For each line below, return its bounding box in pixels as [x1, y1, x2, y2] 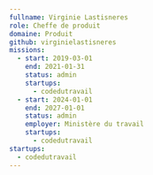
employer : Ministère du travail [25, 120, 144, 129]
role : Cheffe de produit [9, 21, 101, 30]
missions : [9, 46, 46, 55]
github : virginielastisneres [9, 37, 117, 47]
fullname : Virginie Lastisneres [9, 12, 128, 22]
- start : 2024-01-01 [17, 95, 93, 104]
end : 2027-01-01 [25, 103, 86, 112]
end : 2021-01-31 [25, 63, 86, 72]
